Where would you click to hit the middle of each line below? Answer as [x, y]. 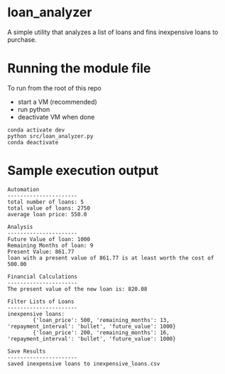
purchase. [22, 39]
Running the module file [79, 69]
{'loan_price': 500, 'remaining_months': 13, [101, 320]
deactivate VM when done [56, 117]
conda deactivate [33, 142]
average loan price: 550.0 [47, 214]
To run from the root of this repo [54, 88]
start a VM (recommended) [57, 102]
